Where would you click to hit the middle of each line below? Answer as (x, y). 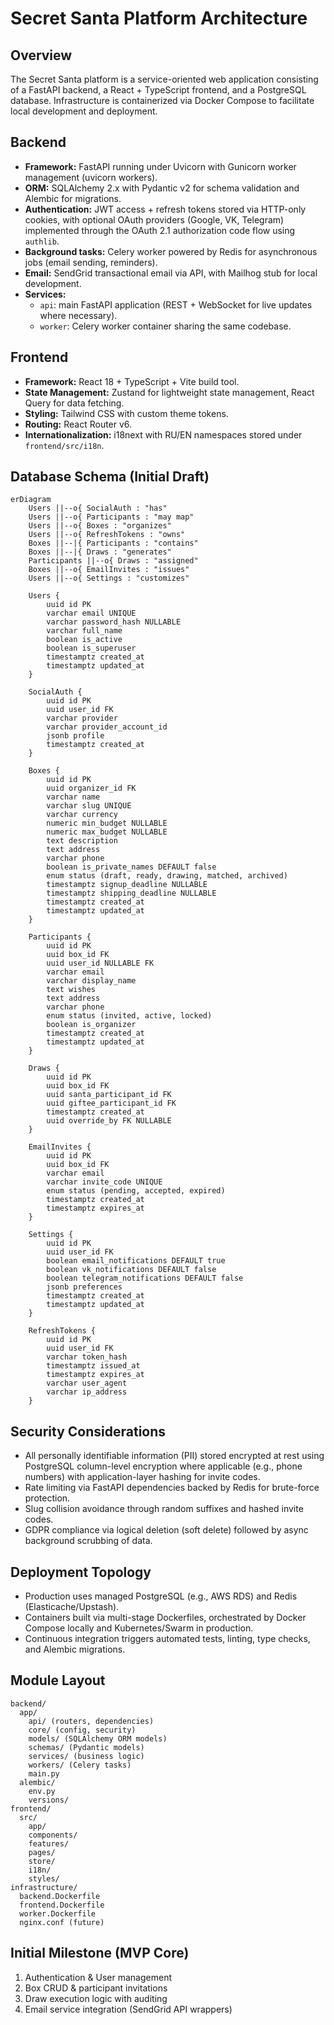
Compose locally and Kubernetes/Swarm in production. (139, 1628)
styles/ (44, 1878)
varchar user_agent (87, 1383)
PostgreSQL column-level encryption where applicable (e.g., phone (163, 1466)
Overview (41, 55)
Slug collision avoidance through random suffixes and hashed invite (164, 1509)
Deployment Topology (81, 1572)
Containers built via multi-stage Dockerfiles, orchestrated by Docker (165, 1618)
